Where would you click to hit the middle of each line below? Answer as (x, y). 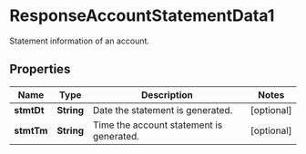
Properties (40, 69)
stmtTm (31, 130)
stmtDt (29, 110)
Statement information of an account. (80, 41)
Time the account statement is (158, 125)
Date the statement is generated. (163, 110)
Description (167, 94)
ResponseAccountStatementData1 (142, 16)
